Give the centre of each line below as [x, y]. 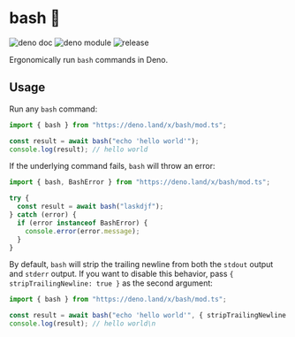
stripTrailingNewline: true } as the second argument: [111, 283]
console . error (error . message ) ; [83, 231]
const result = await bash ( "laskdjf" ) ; [91, 207]
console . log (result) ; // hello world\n [83, 324]
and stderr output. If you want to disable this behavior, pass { [121, 274]
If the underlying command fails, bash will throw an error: [112, 166]
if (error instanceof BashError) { [83, 223]
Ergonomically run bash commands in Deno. [89, 59]
